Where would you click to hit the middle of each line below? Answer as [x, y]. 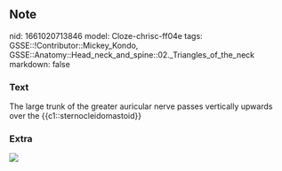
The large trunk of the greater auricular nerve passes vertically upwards [141, 106]
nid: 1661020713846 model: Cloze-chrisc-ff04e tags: [106, 35]
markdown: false [40, 64]
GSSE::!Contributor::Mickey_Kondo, [74, 45]
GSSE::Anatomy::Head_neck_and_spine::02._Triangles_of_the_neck [132, 54]
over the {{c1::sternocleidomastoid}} [76, 116]
